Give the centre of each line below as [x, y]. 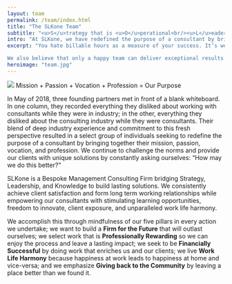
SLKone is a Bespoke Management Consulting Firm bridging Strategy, [106, 178]
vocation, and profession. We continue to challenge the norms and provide [113, 150]
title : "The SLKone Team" [44, 26]
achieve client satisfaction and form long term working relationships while [112, 193]
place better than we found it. [49, 273]
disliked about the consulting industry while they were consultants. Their [110, 121]
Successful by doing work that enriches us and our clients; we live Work [111, 251]
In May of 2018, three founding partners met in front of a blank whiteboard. [114, 98]
